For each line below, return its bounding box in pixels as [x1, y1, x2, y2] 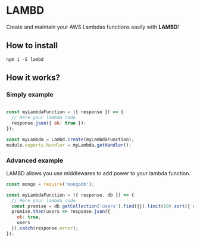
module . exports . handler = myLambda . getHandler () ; [6, 142, 132, 148]
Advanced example [6, 156, 64, 165]
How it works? [6, 73, 61, 83]
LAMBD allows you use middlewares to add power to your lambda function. [6, 169, 191, 176]
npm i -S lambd [6, 56, 44, 63]
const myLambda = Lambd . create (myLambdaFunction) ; [6, 136, 135, 142]
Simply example [6, 91, 54, 99]
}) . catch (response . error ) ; [11, 225, 79, 231]
